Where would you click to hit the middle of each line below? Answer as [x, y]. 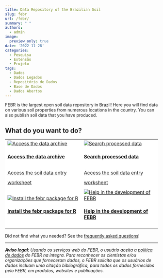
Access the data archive [36, 156]
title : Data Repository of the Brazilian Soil [53, 9]
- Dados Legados [26, 77]
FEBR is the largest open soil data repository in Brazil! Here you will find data [81, 105]
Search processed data [112, 156]
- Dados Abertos [26, 91]
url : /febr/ [17, 19]
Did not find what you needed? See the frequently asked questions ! [72, 236]
